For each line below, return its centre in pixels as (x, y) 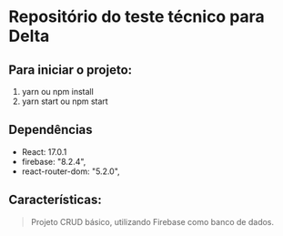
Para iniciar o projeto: (71, 70)
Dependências (51, 130)
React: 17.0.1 (44, 151)
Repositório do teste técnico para (136, 17)
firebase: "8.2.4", (54, 161)
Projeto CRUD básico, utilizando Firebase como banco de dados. (152, 221)
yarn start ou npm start (65, 101)
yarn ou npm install (58, 92)
